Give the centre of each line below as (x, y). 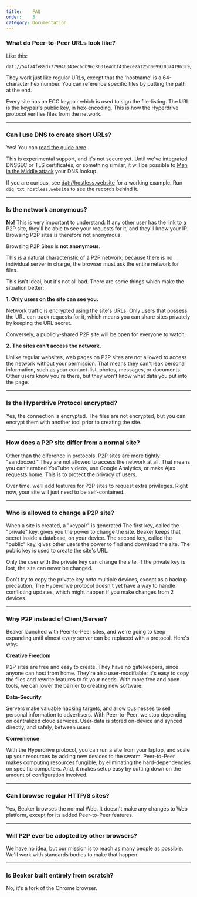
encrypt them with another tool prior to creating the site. (74, 422)
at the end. (19, 90)
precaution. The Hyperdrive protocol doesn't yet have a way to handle (91, 586)
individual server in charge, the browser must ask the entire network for (93, 264)
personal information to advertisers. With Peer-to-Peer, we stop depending (96, 715)
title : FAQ (23, 11)
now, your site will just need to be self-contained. (65, 492)
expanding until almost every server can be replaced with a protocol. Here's (98, 638)
